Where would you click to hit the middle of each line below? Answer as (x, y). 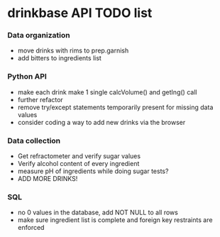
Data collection (34, 140)
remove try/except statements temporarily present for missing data (115, 107)
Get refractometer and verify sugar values (79, 156)
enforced (31, 228)
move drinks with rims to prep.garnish (73, 50)
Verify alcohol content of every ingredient (78, 164)
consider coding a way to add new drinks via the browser (101, 122)
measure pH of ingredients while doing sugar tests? (93, 171)
